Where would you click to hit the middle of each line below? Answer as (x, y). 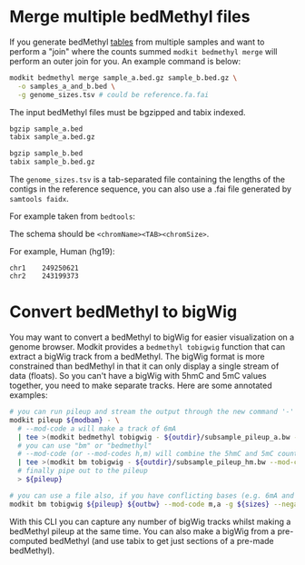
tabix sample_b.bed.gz (52, 162)
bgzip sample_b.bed (46, 154)
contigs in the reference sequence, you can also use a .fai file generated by (151, 189)
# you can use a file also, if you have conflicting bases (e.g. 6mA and (152, 496)
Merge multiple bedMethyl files (130, 17)
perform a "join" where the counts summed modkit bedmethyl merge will (143, 51)
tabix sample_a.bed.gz (52, 137)
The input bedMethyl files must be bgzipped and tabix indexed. (128, 112)
